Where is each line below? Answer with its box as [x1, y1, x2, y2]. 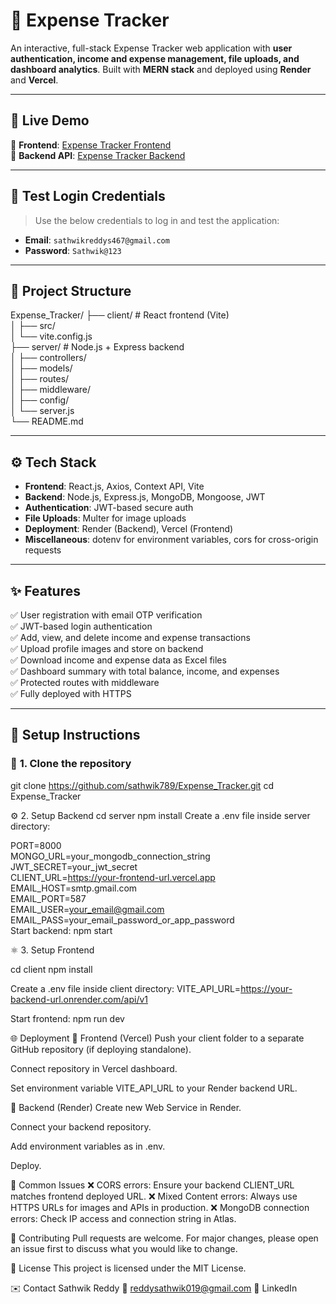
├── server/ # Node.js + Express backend [10, 341, 185, 353]
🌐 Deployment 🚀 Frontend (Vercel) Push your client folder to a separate [10, 1032, 305, 1044]
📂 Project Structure [10, 282, 132, 299]
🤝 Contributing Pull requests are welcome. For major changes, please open [10, 1232, 319, 1244]
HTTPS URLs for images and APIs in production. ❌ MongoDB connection [10, 1201, 310, 1213]
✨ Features [10, 582, 81, 599]
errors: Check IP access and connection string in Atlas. [10, 1212, 237, 1224]
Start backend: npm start [10, 924, 113, 936]
